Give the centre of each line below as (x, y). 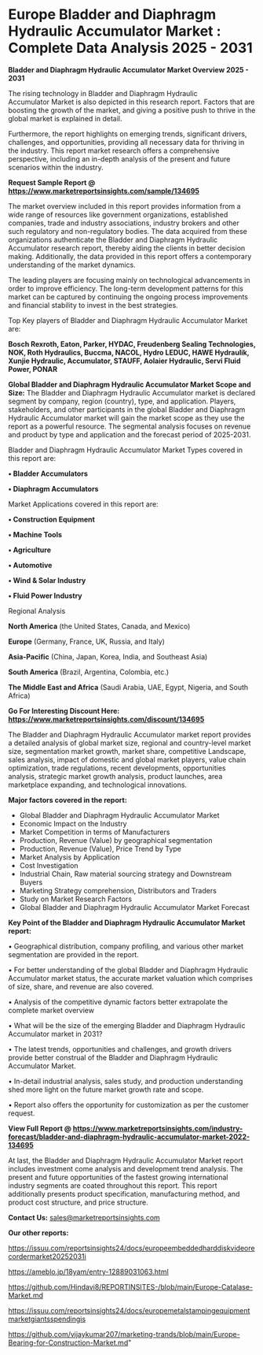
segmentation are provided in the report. (73, 954)
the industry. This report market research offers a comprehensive (114, 150)
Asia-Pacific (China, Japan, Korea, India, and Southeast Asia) (108, 656)
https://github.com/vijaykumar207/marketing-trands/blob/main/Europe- (124, 1334)
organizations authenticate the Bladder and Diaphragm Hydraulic (113, 239)
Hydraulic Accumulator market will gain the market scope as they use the (126, 418)
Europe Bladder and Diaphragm (112, 15)
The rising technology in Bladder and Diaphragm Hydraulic (103, 93)
